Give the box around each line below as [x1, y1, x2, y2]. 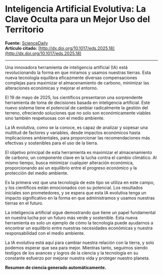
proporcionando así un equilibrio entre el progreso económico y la [5, 165, 137, 171]
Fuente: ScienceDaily [5, 40, 49, 46]
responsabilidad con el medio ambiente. [5, 230, 85, 236]
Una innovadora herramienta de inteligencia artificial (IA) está [5, 64, 128, 70]
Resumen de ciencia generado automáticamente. [5, 264, 107, 270]
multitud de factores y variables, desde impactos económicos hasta [5, 130, 141, 136]
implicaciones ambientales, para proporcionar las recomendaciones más [5, 135, 150, 140]
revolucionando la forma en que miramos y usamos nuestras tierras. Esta [5, 69, 151, 75]
